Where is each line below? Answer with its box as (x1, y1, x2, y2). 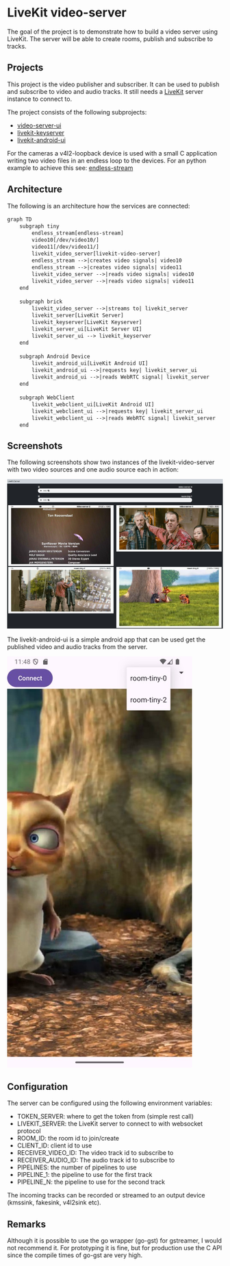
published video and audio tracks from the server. (7, 642, 148, 650)
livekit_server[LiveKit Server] (31, 312, 125, 319)
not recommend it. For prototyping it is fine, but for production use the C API (7, 1244, 222, 1252)
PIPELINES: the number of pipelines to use (16, 1163, 137, 1171)
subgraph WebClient (19, 394, 75, 401)
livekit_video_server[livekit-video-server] (31, 250, 161, 257)
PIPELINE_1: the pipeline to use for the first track (16, 1171, 153, 1179)
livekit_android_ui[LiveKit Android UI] (31, 360, 149, 367)
